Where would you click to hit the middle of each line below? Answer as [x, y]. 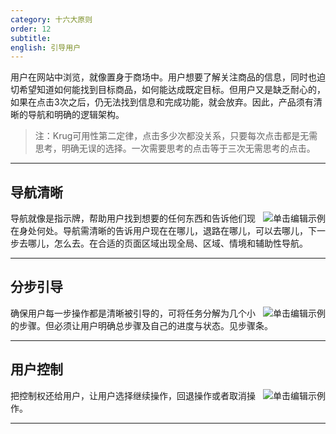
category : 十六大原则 [51, 19]
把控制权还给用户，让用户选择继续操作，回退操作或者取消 [128, 395]
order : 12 [31, 29]
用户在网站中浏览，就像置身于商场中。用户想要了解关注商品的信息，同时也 [163, 77]
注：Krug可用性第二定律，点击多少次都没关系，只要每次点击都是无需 [176, 136]
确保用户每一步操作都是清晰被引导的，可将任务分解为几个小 [133, 313]
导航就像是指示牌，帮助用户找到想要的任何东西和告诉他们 [128, 218]
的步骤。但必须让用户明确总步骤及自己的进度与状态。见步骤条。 [141, 325]
